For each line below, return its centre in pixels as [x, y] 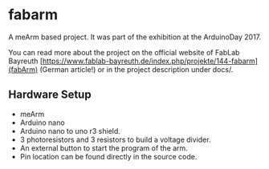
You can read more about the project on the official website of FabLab [124, 52]
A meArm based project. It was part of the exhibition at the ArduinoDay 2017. [135, 37]
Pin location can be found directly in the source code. [108, 156]
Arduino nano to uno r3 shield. [70, 131]
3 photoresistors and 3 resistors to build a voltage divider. [115, 139]
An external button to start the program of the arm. [104, 148]
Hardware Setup [50, 95]
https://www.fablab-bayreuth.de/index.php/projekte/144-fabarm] [151, 61]
